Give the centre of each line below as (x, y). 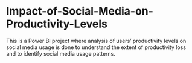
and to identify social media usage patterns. (61, 53)
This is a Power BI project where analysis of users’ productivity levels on (96, 41)
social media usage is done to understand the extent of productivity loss (96, 47)
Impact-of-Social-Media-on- (80, 11)
